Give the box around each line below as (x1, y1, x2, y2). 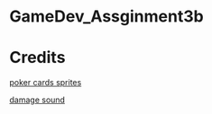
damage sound (9, 94, 66, 105)
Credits (9, 48, 66, 68)
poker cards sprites (9, 77, 82, 88)
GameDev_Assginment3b (9, 6, 205, 27)
